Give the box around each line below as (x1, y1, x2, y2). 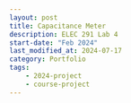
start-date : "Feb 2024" (9, 38, 99, 47)
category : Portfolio (9, 55, 87, 64)
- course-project (25, 80, 91, 89)
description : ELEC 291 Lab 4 (9, 30, 118, 39)
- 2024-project (25, 72, 83, 81)
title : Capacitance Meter (9, 21, 106, 30)
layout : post (9, 13, 58, 22)
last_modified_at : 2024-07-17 (9, 47, 123, 56)
